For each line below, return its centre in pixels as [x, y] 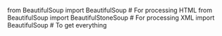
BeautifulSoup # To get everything [57, 25]
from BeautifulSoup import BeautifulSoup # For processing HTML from [110, 10]
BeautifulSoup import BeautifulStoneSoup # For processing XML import [111, 18]
